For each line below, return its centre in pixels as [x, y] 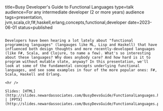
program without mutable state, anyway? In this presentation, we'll [77, 62]
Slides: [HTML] [20, 91]
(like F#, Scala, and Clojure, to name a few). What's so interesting [78, 53]
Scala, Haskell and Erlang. [33, 74]
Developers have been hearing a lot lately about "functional [69, 41]
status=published [35, 28]
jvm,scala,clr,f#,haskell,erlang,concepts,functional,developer [66, 22]
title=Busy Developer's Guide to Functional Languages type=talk [69, 7]
